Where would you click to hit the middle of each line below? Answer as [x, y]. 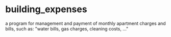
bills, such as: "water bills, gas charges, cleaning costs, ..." [67, 28]
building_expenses [46, 9]
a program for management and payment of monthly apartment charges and [86, 23]
